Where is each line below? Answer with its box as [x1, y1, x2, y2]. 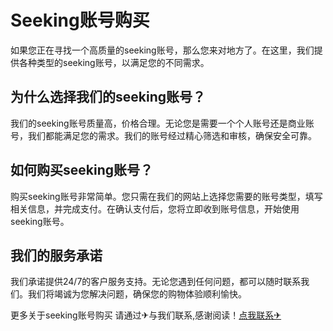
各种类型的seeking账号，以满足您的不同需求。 [18, 56, 210, 68]
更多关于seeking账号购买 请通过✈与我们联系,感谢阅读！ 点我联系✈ [10, 309, 282, 321]
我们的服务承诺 [10, 247, 103, 264]
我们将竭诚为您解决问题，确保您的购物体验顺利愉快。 [27, 288, 247, 300]
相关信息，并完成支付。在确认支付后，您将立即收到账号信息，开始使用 [10, 202, 300, 215]
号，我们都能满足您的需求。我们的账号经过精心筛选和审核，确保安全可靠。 [10, 129, 317, 141]
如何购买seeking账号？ [10, 162, 153, 179]
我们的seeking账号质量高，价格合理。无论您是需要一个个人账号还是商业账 [10, 117, 315, 129]
